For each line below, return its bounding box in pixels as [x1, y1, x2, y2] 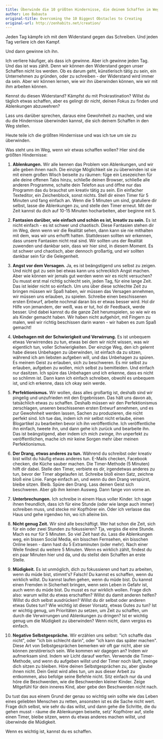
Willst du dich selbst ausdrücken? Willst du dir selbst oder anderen [12, 597, 146, 603]
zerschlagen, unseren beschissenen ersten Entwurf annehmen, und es [12, 405, 154, 411]
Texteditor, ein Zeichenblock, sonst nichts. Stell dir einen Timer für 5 [12, 193, 149, 198]
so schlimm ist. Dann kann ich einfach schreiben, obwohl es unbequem [12, 375, 154, 381]
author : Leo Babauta [5, 12, 47, 16]
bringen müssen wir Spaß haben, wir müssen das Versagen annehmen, [12, 289, 155, 294]
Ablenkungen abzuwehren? [5, 103, 60, 109]
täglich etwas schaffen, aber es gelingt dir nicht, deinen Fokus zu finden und [5, 98, 158, 104]
